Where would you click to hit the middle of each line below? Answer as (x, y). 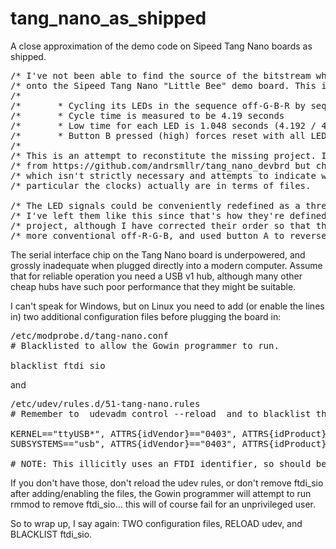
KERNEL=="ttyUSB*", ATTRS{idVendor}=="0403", (124, 433)
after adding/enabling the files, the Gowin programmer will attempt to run (161, 493)
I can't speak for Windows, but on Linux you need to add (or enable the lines (167, 306)
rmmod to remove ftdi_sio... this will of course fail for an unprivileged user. (163, 504)
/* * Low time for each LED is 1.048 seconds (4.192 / (163, 125)
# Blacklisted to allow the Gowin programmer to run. (145, 345)
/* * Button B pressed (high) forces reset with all (158, 135)
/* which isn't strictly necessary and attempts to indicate (163, 175)
